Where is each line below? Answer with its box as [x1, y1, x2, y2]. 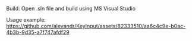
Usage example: [6, 16, 46, 23]
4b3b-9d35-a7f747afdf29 [6, 29, 70, 36]
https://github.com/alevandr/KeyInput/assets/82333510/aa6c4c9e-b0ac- [6, 23, 186, 29]
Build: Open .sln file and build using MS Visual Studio [6, 5, 136, 12]
